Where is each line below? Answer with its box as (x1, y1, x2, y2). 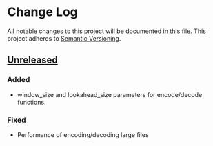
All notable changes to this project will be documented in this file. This (7, 27, 207, 35)
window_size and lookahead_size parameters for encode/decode (17, 90, 203, 98)
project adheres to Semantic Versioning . (7, 34, 121, 42)
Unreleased (7, 54, 59, 66)
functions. (17, 98, 46, 106)
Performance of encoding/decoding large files (17, 130, 150, 138)
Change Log (7, 4, 78, 20)
